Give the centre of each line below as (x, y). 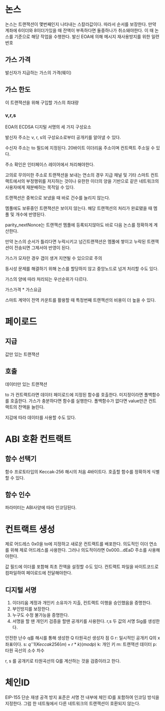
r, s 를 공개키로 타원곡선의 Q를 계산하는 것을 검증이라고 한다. (63, 661)
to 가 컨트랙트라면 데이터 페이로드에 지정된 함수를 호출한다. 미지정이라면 (74, 394)
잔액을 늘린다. (31, 407)
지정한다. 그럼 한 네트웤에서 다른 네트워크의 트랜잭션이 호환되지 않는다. (73, 703)
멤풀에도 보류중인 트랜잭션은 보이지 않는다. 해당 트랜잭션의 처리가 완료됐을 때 (79, 208)
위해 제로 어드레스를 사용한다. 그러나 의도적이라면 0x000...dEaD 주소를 (79, 550)
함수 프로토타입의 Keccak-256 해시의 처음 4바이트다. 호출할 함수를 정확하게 (78, 471)
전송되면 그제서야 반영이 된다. (42, 248)
